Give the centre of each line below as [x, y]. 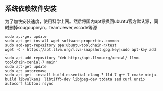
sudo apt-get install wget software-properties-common [62, 41]
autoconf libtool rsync [29, 83]
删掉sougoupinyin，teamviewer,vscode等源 [53, 27]
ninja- [152, 75]
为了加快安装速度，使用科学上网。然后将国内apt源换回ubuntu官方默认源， [80, 21]
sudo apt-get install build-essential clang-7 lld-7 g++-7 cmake [74, 75]
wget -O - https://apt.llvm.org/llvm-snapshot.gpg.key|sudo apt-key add [81, 49]
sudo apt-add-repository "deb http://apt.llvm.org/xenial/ [66, 58]
